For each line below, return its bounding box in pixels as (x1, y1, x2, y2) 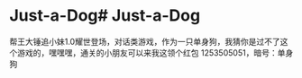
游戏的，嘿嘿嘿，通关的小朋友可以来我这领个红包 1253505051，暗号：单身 (16, 47, 294, 58)
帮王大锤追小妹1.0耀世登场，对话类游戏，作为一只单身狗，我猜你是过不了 (9, 36, 281, 47)
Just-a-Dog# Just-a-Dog (9, 5, 201, 26)
